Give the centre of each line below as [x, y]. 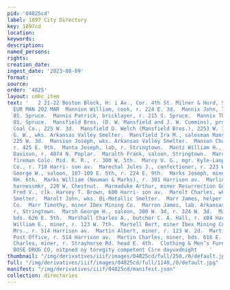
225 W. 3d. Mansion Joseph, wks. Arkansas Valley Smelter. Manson [113, 142]
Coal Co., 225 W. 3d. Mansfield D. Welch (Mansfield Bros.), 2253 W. [116, 129]
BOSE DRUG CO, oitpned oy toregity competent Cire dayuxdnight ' [113, 250]
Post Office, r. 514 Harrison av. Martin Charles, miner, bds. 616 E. [118, 237]
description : [26, 45]
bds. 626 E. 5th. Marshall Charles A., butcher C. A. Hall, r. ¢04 [113, 218]
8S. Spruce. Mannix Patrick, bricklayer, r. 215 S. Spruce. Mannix [114, 115]
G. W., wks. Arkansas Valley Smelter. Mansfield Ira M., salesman [112, 135]
